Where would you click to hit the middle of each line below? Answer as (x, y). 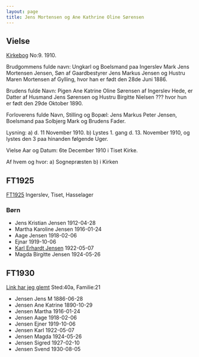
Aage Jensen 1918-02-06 (46, 236)
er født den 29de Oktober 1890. (45, 104)
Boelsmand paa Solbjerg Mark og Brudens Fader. (66, 121)
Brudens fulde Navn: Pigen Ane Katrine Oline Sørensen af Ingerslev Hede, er (99, 91)
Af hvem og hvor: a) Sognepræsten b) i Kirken (62, 162)
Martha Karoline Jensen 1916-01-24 (58, 229)
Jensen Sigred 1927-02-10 (47, 343)
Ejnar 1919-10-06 (35, 242)
